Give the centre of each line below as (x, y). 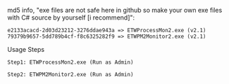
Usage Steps (26, 49)
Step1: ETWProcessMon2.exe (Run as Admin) (70, 62)
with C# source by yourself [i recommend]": (71, 17)
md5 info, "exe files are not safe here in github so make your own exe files (115, 10)
